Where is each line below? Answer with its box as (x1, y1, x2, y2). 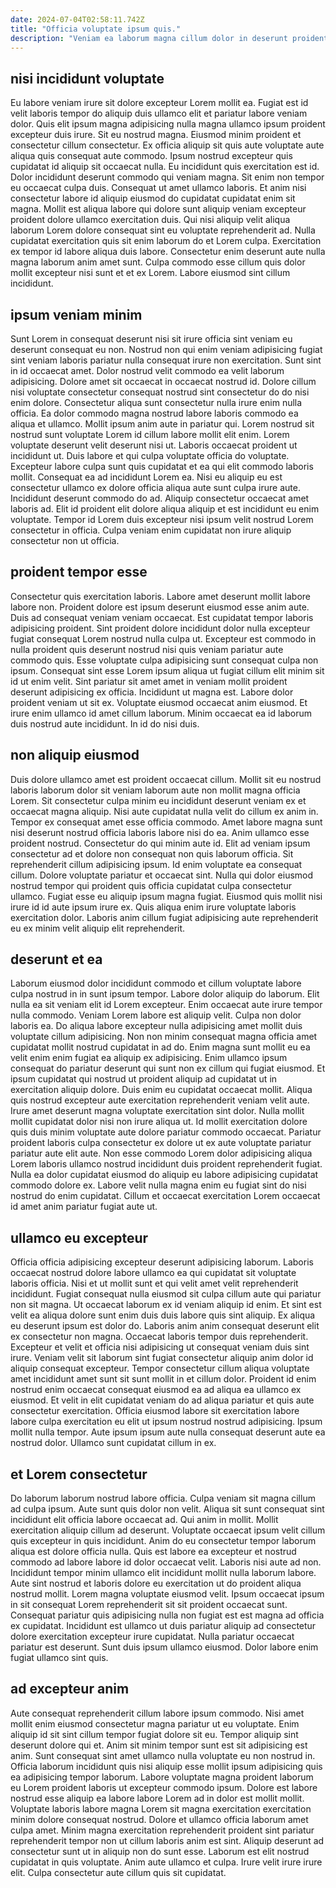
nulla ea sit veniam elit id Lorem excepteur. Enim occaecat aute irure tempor (10, 999, 323, 1011)
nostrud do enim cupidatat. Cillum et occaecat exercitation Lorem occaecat (10, 1190, 321, 1202)
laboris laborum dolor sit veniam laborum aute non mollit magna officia (10, 784, 301, 796)
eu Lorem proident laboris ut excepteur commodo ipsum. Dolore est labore (10, 1781, 318, 1793)
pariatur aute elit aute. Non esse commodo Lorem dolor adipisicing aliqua (10, 1147, 313, 1160)
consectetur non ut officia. (10, 535, 120, 546)
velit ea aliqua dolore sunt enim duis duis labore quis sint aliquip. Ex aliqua (10, 1309, 316, 1321)
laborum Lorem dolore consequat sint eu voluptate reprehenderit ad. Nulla (10, 224, 316, 236)
